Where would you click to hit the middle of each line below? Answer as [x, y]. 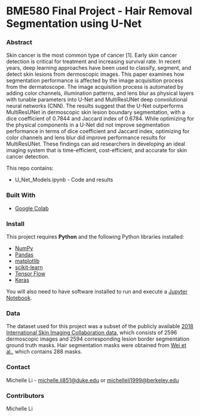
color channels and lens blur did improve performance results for [86, 138]
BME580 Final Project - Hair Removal [99, 11]
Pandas [24, 255]
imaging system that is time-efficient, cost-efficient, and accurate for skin [97, 150]
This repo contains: [30, 168]
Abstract [19, 42]
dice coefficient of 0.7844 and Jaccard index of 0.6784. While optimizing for [100, 119]
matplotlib [27, 261]
